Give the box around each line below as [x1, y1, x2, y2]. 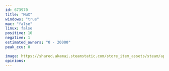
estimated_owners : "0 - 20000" [5, 40, 71, 45]
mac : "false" [5, 21, 33, 26]
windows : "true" [5, 16, 39, 21]
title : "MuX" [5, 12, 33, 17]
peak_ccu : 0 [5, 44, 30, 49]
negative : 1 [5, 35, 30, 40]
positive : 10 [5, 30, 33, 35]
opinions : [5, 58, 26, 63]
